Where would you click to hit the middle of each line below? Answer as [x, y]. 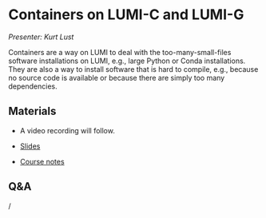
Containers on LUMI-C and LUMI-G [126, 15]
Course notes [42, 161]
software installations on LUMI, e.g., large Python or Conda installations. [127, 61]
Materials [32, 111]
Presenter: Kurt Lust [41, 37]
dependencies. [33, 86]
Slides [30, 146]
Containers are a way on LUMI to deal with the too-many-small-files [120, 52]
